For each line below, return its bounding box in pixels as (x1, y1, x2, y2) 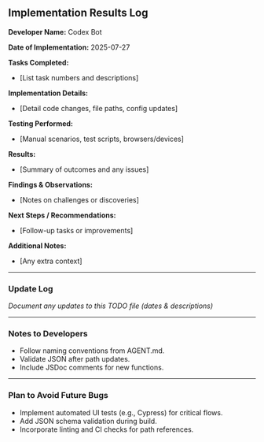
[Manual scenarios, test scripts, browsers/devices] (19, 134, 185, 143)
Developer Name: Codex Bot (8, 27, 102, 36)
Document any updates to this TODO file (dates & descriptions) (8, 301, 214, 310)
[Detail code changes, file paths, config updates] (19, 103, 178, 113)
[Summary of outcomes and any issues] (19, 165, 149, 174)
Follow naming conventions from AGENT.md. (19, 346, 165, 355)
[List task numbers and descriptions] (19, 72, 139, 82)
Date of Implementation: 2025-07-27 (8, 43, 130, 52)
